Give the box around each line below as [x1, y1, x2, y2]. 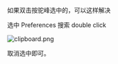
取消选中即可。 [7, 49, 50, 57]
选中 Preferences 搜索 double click [7, 21, 106, 29]
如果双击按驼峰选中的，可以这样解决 [7, 6, 111, 14]
